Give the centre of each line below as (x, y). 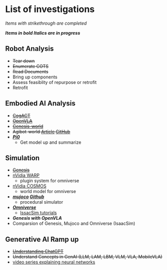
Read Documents (30, 71)
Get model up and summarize (51, 142)
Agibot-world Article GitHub (41, 131)
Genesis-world (28, 126)
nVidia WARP (26, 175)
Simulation (22, 158)
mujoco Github (28, 197)
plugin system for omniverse (50, 181)
